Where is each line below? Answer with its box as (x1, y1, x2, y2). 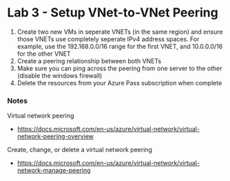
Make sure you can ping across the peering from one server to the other (17, 64, 222, 72)
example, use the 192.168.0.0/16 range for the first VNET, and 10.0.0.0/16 (17, 42, 223, 50)
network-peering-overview (17, 132, 94, 140)
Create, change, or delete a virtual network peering (7, 146, 153, 154)
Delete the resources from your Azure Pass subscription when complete (17, 78, 222, 87)
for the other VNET (17, 50, 71, 58)
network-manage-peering (17, 167, 91, 175)
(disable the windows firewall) (17, 71, 103, 80)
